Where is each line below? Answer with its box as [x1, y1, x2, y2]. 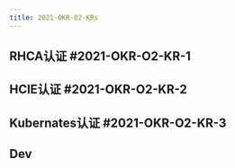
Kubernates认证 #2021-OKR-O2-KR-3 [9, 115, 227, 130]
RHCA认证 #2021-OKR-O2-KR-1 [9, 49, 192, 64]
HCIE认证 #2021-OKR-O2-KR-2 [9, 82, 187, 97]
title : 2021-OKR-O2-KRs [9, 13, 99, 22]
